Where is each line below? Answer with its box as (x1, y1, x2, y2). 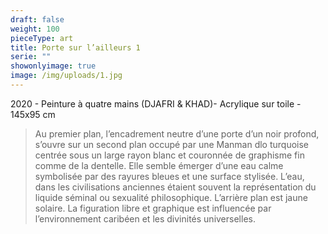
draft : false (10, 14, 65, 25)
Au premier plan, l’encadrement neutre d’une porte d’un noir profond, (34, 127, 320, 140)
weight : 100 (10, 24, 60, 34)
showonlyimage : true (10, 61, 97, 71)
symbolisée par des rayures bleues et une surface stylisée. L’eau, (34, 170, 305, 182)
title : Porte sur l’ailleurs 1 (10, 42, 141, 53)
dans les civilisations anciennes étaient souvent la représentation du (34, 181, 317, 193)
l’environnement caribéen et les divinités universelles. (34, 212, 256, 225)
